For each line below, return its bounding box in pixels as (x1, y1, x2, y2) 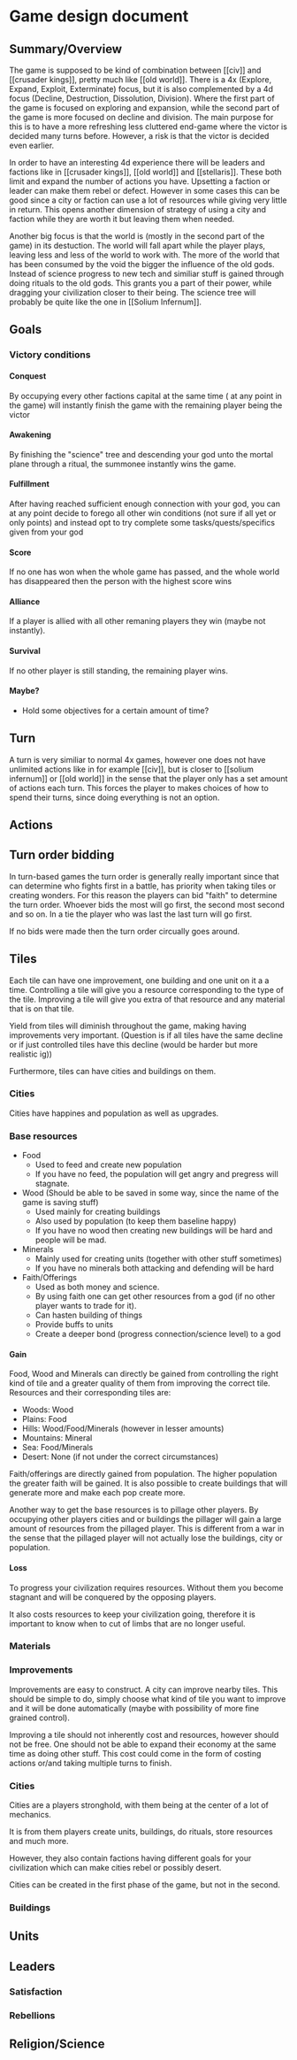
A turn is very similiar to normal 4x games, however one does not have (9, 754, 267, 765)
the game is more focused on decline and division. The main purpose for (9, 112, 274, 122)
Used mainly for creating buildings (34, 1206, 161, 1218)
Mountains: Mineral (21, 1433, 93, 1443)
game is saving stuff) (21, 1197, 99, 1208)
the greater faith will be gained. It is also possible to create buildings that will (9, 1478, 288, 1488)
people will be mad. (34, 1234, 107, 1245)
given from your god (9, 527, 84, 537)
